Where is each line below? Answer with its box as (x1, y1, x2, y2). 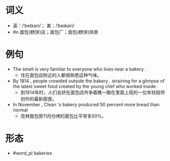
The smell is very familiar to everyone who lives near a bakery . (12, 66, 146, 72)
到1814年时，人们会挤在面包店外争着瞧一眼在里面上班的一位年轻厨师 (20, 89, 165, 95)
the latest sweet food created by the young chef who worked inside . (12, 83, 159, 89)
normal (12, 107, 28, 113)
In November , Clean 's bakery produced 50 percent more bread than (12, 101, 160, 107)
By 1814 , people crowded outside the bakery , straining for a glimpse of (12, 78, 165, 84)
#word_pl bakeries (12, 150, 52, 156)
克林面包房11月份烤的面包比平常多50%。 (20, 113, 106, 119)
